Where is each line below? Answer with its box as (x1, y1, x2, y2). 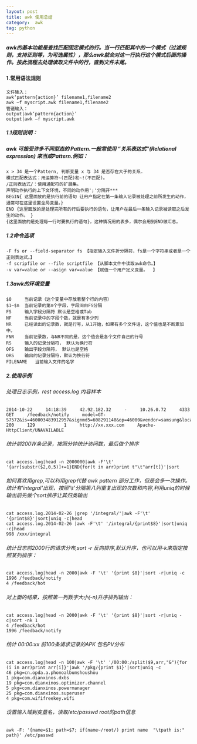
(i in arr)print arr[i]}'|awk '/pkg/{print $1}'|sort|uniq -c (6, 665, 161, 670)
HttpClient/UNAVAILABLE (6, 427, 64, 433)
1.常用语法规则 (6, 75, 41, 82)
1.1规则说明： (6, 129, 38, 136)
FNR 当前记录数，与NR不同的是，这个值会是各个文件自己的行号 (6, 334, 144, 340)
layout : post (6, 8, 38, 15)
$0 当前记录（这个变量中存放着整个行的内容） (6, 297, 112, 303)
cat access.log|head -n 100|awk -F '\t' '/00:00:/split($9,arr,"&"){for (6, 659, 188, 665)
